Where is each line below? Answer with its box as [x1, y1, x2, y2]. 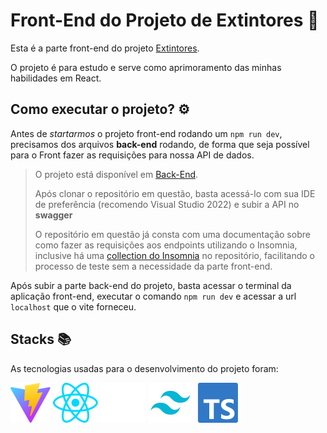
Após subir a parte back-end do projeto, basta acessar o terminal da [10, 279, 292, 291]
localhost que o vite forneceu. [10, 300, 137, 313]
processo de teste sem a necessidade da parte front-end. [34, 260, 273, 272]
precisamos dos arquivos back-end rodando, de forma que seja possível [10, 138, 310, 150]
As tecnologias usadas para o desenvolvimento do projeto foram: [10, 362, 279, 374]
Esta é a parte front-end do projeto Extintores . [10, 42, 200, 54]
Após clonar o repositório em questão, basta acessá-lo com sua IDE [34, 187, 316, 199]
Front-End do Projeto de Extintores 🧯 [10, 9, 320, 32]
